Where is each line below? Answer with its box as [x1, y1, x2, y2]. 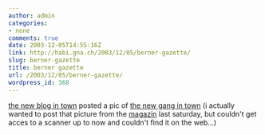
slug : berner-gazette [8, 57, 81, 65]
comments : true [8, 34, 59, 42]
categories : [8, 19, 48, 27]
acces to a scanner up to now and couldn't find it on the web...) [8, 117, 217, 127]
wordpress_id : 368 [8, 78, 69, 86]
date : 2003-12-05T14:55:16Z [8, 42, 102, 50]
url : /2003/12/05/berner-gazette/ [8, 71, 124, 79]
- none [8, 26, 30, 34]
